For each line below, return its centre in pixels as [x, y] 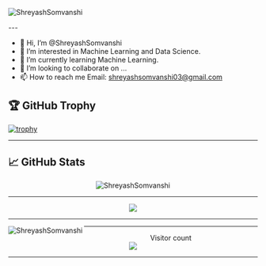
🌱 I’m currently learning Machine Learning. [89, 60]
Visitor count [171, 237]
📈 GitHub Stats [47, 162]
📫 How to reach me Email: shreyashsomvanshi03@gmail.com [121, 77]
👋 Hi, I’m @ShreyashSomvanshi [71, 43]
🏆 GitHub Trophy [52, 106]
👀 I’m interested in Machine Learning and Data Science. [110, 51]
